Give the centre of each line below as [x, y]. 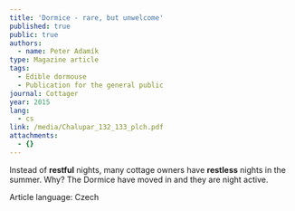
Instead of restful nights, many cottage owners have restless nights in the [148, 169]
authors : [26, 43]
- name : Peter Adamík [58, 52]
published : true [40, 26]
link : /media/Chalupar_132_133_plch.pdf [87, 128]
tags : [19, 69]
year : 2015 [30, 102]
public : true [34, 34]
